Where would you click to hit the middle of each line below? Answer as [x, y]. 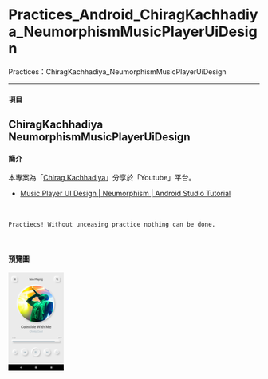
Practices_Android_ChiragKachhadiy [133, 15]
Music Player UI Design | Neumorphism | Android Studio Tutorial [125, 194]
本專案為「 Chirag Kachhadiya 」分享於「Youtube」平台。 [102, 178]
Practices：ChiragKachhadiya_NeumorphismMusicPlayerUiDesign [117, 71]
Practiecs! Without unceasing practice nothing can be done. [112, 225]
